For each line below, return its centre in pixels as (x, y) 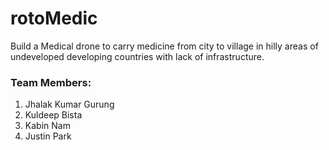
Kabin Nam (47, 126)
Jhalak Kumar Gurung (69, 104)
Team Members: (51, 82)
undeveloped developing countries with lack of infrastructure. (137, 56)
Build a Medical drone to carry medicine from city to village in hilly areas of (164, 46)
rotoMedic (54, 18)
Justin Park (48, 136)
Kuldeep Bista (53, 115)
